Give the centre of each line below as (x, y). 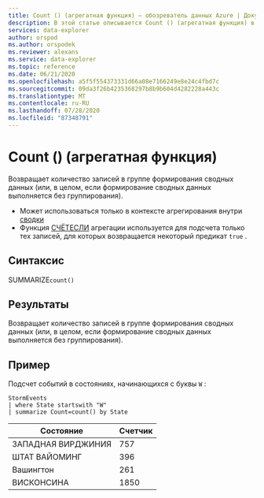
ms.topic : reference (42, 67)
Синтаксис (36, 261)
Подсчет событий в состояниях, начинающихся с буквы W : (107, 384)
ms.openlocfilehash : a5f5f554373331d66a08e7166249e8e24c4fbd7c (114, 81)
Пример (29, 364)
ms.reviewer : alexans (44, 52)
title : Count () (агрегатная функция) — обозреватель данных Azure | (125, 15)
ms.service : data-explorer (52, 60)
